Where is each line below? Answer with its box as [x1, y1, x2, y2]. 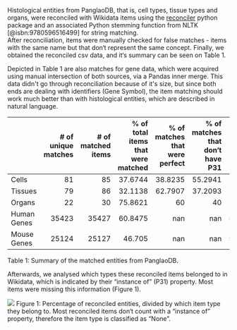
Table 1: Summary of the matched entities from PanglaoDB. [7, 257, 178, 264]
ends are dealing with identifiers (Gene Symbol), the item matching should [7, 87, 224, 95]
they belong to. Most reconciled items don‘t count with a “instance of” [7, 307, 211, 315]
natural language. [7, 102, 59, 110]
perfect [159, 159, 186, 168]
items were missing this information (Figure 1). [7, 285, 141, 293]
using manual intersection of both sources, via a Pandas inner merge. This [7, 72, 224, 80]
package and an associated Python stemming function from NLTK [7, 21, 199, 29]
